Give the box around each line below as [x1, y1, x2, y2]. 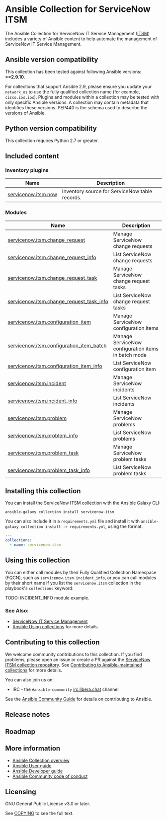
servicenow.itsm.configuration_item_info [7, 363, 103, 370]
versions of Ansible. [5, 110, 46, 116]
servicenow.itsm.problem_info [7, 432, 78, 439]
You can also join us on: [5, 676, 54, 682]
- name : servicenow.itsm [9, 542, 61, 547]
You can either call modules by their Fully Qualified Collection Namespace [5, 569, 157, 575]
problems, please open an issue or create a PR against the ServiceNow [5, 657, 151, 663]
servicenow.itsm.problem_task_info [7, 467, 90, 474]
